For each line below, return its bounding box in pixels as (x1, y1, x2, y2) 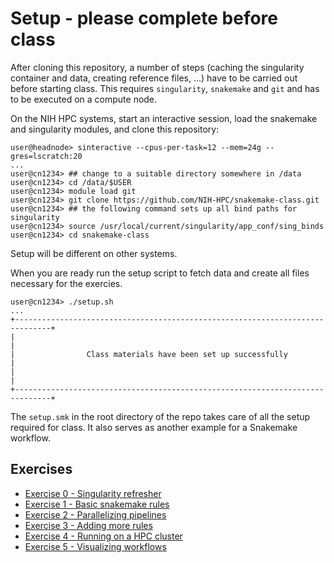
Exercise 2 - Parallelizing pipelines (24, 508, 167, 521)
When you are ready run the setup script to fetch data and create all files (10, 267, 310, 279)
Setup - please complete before (10, 7, 278, 30)
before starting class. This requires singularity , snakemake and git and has (10, 82, 320, 94)
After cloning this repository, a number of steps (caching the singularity (10, 61, 305, 73)
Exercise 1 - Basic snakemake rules (24, 498, 170, 510)
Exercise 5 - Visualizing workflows (24, 540, 167, 552)
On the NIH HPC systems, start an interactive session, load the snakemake (10, 112, 318, 124)
